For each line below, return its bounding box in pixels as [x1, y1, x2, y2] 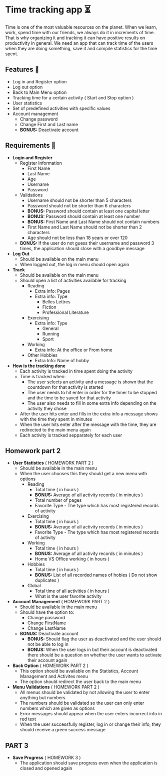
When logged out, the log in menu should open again [19, 261, 129, 267]
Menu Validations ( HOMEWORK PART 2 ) [12, 684, 100, 690]
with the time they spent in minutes [19, 416, 92, 422]
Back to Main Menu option [12, 89, 67, 95]
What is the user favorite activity [34, 593, 102, 599]
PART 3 [5, 741, 28, 750]
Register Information [19, 160, 62, 166]
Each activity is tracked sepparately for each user [19, 432, 122, 438]
